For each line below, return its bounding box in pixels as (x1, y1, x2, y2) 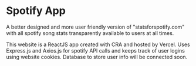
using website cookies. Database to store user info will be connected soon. (6, 53, 188, 60)
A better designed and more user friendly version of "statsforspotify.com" (6, 23, 185, 30)
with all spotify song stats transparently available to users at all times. (6, 29, 174, 36)
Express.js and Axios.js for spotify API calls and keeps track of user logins (6, 47, 185, 54)
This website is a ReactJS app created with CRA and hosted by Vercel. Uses (6, 41, 190, 48)
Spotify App (6, 4, 66, 18)
